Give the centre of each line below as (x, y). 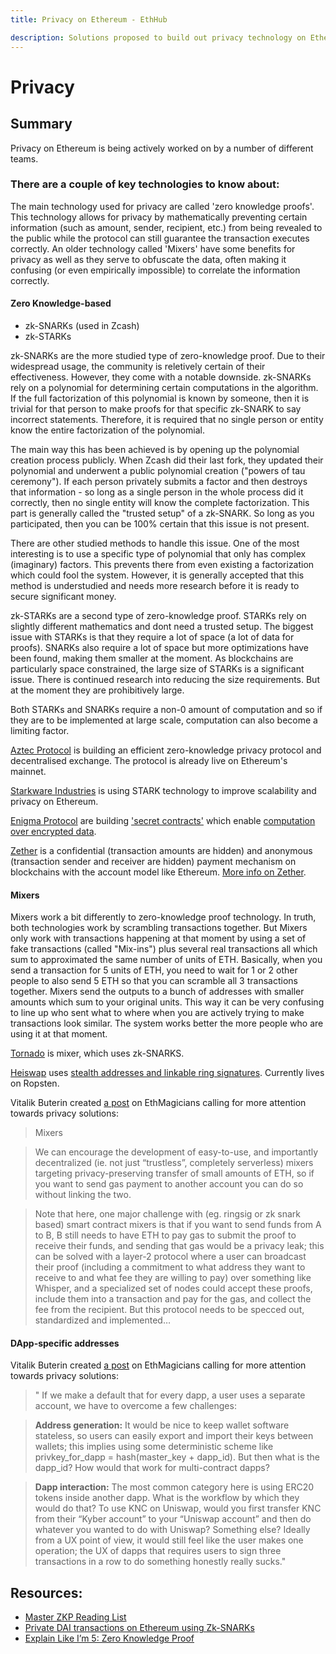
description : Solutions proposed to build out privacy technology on (158, 37)
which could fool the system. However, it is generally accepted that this (157, 575)
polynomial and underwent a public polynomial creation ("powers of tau (158, 470)
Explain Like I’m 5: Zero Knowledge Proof (109, 1638)
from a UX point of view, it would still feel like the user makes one (169, 1540)
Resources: (46, 1592)
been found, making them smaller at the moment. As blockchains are (152, 658)
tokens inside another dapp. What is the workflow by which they (167, 1498)
